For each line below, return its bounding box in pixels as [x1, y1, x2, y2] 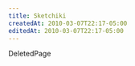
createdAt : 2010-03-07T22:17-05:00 [8, 19, 128, 27]
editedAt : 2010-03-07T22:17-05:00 [8, 27, 125, 35]
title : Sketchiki [8, 11, 67, 20]
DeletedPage [8, 49, 51, 59]
